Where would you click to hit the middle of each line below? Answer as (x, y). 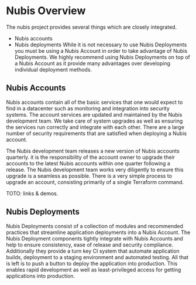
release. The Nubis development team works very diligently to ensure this (95, 169)
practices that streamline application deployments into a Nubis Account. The (98, 232)
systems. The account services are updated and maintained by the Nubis (94, 114)
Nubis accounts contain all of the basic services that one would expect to (94, 102)
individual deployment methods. (53, 69)
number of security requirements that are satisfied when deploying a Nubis (97, 133)
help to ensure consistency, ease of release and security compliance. (90, 245)
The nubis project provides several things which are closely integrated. (92, 27)
